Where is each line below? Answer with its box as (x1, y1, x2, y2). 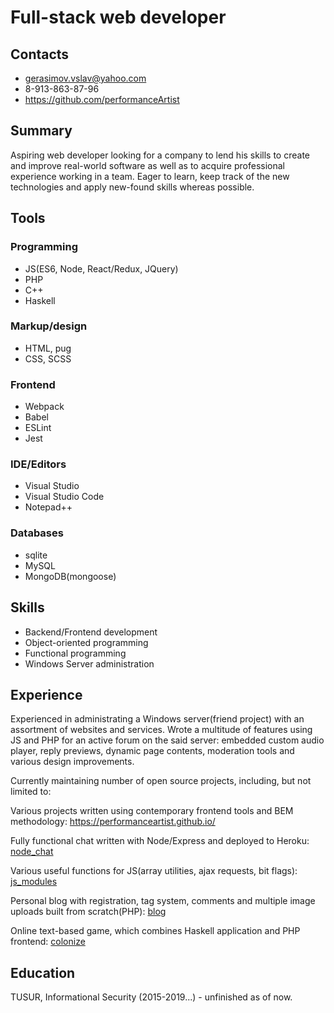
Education (10, 964, 76, 981)
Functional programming (24, 647, 127, 659)
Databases (10, 526, 64, 540)
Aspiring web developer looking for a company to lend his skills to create (10, 149, 311, 161)
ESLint (24, 422, 52, 434)
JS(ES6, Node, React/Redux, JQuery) (24, 262, 179, 275)
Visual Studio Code (24, 491, 105, 503)
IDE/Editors (10, 457, 67, 471)
